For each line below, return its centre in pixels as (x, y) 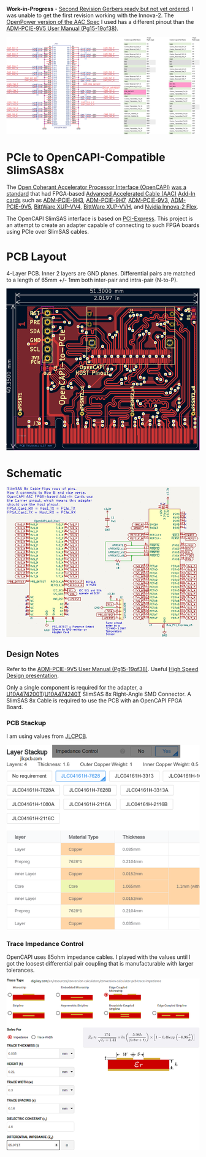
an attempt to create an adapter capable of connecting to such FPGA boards (103, 225)
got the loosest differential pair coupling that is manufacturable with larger (100, 964)
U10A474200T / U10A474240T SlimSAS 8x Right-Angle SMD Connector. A (99, 694)
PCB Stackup (26, 723)
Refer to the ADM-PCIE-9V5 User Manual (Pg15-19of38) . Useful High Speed (102, 669)
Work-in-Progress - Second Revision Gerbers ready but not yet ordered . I (100, 9)
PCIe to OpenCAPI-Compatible (86, 157)
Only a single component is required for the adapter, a (74, 687)
